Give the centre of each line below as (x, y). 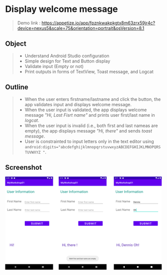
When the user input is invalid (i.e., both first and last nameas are (91, 126)
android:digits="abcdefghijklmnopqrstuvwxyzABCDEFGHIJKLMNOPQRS (93, 147)
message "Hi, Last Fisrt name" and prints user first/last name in (90, 115)
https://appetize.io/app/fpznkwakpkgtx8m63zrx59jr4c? (98, 23)
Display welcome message (62, 9)
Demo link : (29, 23)
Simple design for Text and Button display (67, 61)
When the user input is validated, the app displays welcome (86, 110)
